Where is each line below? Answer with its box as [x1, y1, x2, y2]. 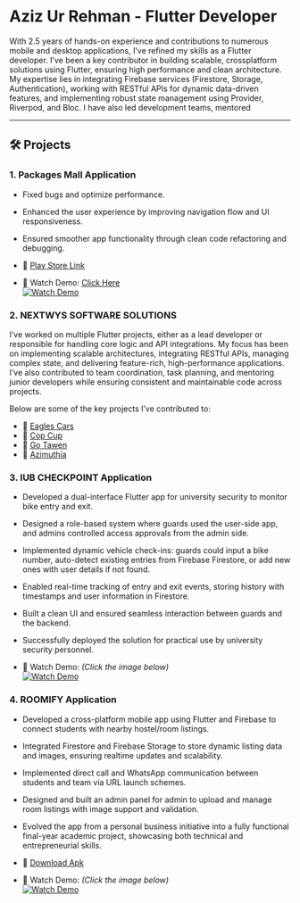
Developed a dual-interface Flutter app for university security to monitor [21, 492, 288, 502]
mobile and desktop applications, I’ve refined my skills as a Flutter [9, 45, 252, 55]
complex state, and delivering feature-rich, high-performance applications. [9, 357, 285, 368]
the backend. [21, 617, 71, 628]
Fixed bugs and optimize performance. [21, 189, 165, 200]
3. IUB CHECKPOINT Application [9, 471, 153, 484]
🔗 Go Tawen [21, 439, 68, 450]
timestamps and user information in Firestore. [21, 591, 190, 601]
